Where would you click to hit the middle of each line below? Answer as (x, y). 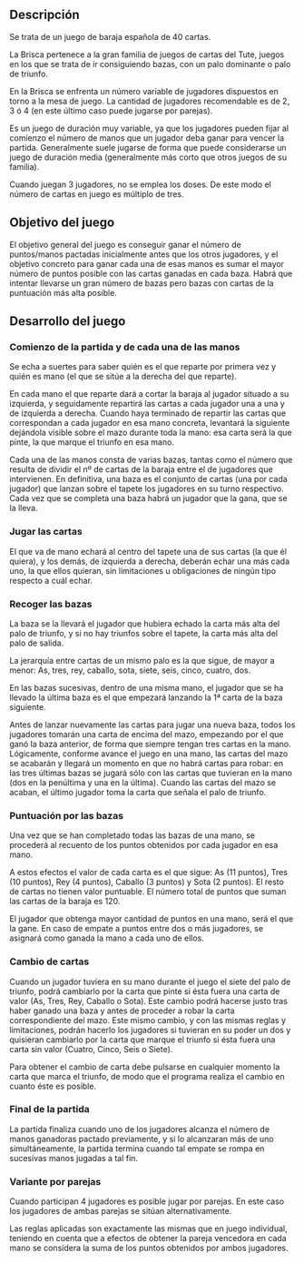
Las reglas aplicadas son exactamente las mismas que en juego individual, (148, 1228)
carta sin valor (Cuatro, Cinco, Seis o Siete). (91, 1049)
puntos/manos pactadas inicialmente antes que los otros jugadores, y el (144, 254)
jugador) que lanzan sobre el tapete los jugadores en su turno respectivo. (147, 488)
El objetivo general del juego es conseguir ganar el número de (126, 244)
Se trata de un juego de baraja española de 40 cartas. (110, 36)
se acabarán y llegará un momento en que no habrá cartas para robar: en (147, 763)
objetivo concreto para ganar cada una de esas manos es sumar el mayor (147, 263)
